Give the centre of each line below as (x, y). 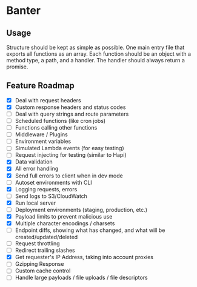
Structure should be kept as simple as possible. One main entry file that (95, 47)
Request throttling (37, 243)
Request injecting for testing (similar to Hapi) (71, 155)
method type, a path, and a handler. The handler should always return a (95, 60)
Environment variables (43, 141)
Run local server (35, 203)
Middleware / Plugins (41, 134)
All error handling (37, 169)
